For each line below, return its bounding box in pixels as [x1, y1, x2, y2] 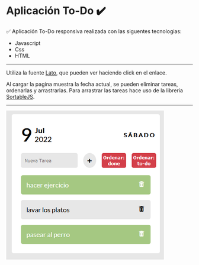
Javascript [14, 39, 41, 47]
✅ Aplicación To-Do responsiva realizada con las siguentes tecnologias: [6, 27, 182, 35]
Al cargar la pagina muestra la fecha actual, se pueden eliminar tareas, [6, 80, 178, 88]
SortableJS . [6, 93, 35, 100]
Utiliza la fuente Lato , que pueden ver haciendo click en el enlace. [6, 69, 167, 76]
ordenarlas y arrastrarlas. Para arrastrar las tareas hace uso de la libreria [6, 86, 184, 94]
